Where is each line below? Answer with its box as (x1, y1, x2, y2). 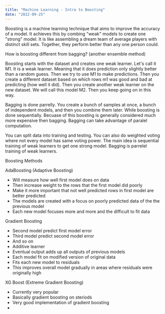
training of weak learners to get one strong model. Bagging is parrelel (5, 143, 147, 149)
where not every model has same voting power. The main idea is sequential (5, 137, 160, 144)
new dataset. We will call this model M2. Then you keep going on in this (5, 87, 151, 93)
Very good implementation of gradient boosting (12, 299, 110, 305)
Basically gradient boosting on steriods (12, 294, 93, 300)
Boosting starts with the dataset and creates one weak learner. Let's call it (5, 60, 157, 66)
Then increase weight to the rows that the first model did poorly (12, 182, 143, 188)
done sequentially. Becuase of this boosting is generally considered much (5, 112, 156, 118)
